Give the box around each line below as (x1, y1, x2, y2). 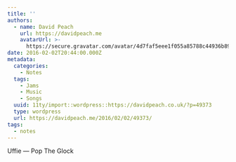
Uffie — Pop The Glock (7, 147, 74, 155)
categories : (13, 62, 49, 69)
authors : (7, 17, 33, 24)
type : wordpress (13, 108, 61, 115)
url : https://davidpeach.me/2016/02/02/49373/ (13, 114, 152, 121)
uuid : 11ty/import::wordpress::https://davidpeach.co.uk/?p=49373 (13, 102, 212, 109)
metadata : (7, 56, 37, 63)
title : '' (7, 10, 37, 18)
